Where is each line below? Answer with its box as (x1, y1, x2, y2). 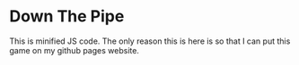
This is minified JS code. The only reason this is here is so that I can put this (9, 36, 291, 46)
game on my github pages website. (9, 45, 139, 55)
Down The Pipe (9, 6, 125, 27)
